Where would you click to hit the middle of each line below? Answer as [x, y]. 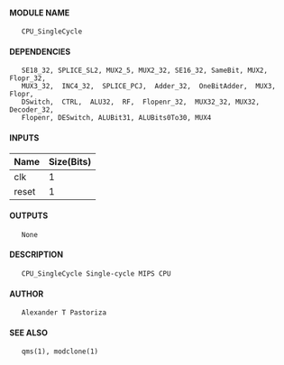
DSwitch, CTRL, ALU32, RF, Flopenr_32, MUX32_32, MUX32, [140, 102]
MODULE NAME [40, 13]
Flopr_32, [28, 78]
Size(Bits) [70, 161]
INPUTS [24, 138]
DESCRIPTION [37, 255]
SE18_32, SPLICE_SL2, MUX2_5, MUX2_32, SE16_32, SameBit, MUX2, [145, 71]
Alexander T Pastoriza [64, 313]
